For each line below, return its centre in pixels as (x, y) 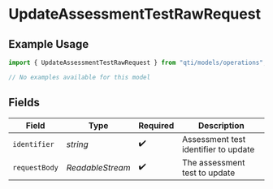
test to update (208, 173)
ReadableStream (98, 167)
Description (221, 125)
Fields (24, 103)
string (78, 144)
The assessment (213, 162)
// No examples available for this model (80, 77)
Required (156, 125)
